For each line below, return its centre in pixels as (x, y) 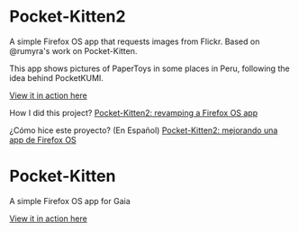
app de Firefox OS (43, 139)
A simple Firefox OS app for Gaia (70, 201)
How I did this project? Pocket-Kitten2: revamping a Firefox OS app (134, 112)
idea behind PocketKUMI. (56, 77)
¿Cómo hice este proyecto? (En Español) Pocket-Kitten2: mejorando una (144, 130)
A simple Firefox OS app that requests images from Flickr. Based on (135, 41)
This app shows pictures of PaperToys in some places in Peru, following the (149, 68)
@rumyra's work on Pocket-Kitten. (73, 50)
